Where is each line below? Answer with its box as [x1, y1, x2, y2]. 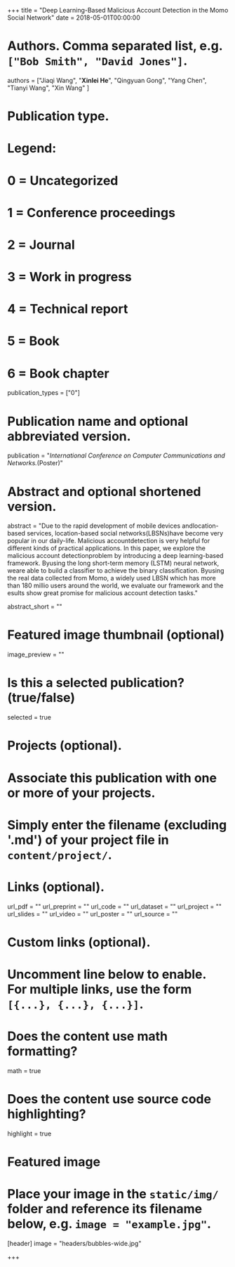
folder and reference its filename [7, 1201, 202, 1217]
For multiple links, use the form [7, 982, 192, 997]
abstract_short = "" [7, 602, 62, 611]
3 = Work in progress [7, 269, 132, 285]
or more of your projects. [7, 785, 156, 800]
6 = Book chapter [7, 365, 110, 382]
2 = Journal [7, 237, 75, 252]
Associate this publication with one [7, 769, 217, 786]
